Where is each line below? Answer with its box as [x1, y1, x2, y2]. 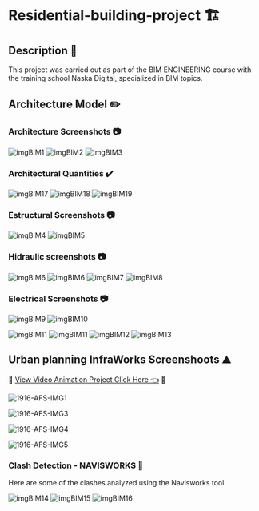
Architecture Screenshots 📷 [8, 126, 122, 137]
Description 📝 [8, 43, 78, 57]
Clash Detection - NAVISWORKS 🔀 [8, 460, 144, 471]
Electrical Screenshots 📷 [8, 293, 109, 304]
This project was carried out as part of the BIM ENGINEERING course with [8, 65, 252, 74]
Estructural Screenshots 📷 [8, 209, 116, 220]
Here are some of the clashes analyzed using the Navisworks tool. [8, 477, 226, 487]
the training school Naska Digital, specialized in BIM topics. [8, 74, 203, 82]
